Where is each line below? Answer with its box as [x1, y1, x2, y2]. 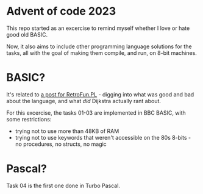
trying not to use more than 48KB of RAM [15, 127, 119, 135]
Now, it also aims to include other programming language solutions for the [6, 43, 192, 50]
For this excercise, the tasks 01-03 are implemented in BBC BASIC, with [6, 109, 186, 117]
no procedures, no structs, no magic [15, 140, 107, 148]
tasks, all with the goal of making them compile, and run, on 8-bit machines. [6, 49, 197, 56]
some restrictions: [6, 115, 52, 123]
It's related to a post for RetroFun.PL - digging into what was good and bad [6, 90, 194, 98]
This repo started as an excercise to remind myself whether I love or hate [6, 24, 190, 32]
